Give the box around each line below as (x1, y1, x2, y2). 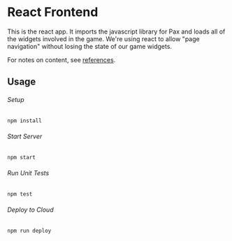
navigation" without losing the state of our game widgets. (7, 42, 173, 50)
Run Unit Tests (7, 169, 50, 177)
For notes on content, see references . (7, 55, 116, 64)
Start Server (7, 132, 43, 140)
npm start (7, 154, 36, 161)
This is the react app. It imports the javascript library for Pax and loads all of (7, 27, 226, 36)
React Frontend (7, 4, 99, 20)
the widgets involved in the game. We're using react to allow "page (7, 34, 201, 43)
